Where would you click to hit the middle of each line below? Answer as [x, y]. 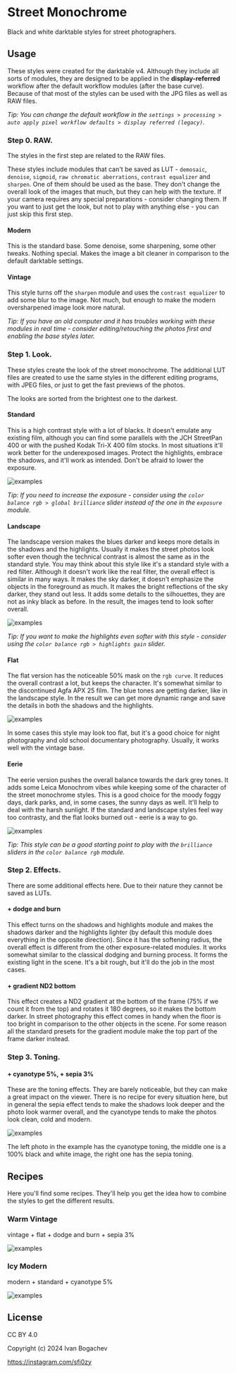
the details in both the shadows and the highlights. [80, 706]
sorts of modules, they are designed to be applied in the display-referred [114, 78]
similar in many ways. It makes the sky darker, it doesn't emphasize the [110, 579]
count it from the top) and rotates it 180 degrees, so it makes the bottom [112, 1009]
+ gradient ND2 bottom [42, 986]
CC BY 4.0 [23, 1334]
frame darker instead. [39, 1039]
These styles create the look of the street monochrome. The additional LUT [117, 370]
